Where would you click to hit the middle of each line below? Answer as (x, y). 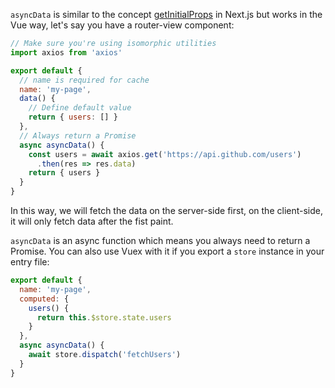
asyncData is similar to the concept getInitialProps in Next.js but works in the (166, 14)
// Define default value (80, 108)
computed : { (44, 299)
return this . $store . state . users (104, 317)
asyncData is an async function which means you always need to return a (160, 240)
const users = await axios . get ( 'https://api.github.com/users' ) (165, 154)
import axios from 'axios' (66, 52)
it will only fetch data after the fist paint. (92, 221)
